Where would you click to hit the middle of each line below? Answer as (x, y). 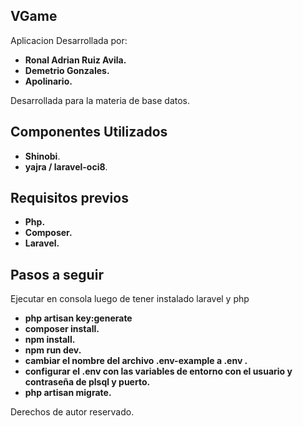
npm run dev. (53, 350)
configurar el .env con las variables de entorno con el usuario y (158, 371)
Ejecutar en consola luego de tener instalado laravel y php (130, 299)
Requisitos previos (69, 198)
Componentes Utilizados (89, 132)
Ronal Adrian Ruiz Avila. (75, 60)
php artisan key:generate (78, 318)
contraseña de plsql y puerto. (87, 382)
